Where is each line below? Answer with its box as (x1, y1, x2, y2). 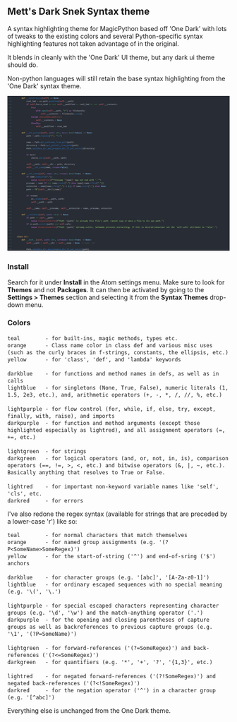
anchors (7, 560, 30, 567)
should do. (7, 60, 39, 69)
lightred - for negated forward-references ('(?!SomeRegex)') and (7, 673, 217, 680)
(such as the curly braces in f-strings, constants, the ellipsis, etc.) (7, 349, 229, 356)
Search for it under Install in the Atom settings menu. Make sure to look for (7, 278, 225, 287)
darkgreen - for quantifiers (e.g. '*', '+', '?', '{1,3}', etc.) (7, 658, 213, 666)
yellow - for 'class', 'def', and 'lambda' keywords (7, 356, 181, 363)
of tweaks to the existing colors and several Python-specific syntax (7, 32, 203, 40)
